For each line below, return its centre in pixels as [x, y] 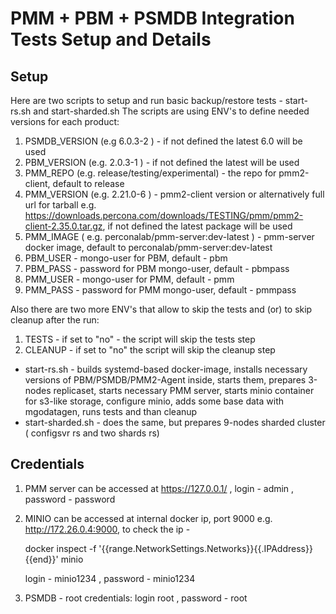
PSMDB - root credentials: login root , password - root [136, 598]
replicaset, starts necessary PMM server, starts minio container [184, 390]
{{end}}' [41, 559]
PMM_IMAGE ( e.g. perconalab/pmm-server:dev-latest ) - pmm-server [169, 236]
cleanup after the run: [55, 320]
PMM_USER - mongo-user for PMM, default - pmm [129, 279]
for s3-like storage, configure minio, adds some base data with [154, 401]
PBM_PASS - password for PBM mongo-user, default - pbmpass [157, 268]
